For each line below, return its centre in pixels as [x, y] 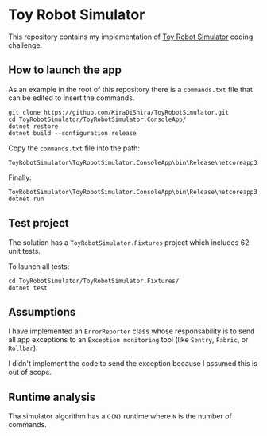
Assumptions [42, 312]
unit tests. [25, 251]
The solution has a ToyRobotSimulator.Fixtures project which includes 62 [129, 242]
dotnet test [28, 288]
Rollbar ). [23, 348]
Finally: [20, 177]
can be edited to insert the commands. [72, 98]
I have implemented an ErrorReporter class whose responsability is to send [132, 331]
